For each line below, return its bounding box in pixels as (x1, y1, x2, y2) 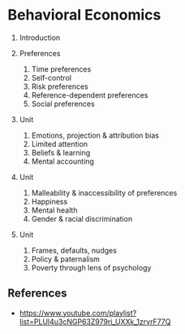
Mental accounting (31, 156, 95, 166)
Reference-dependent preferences (31, 90, 148, 99)
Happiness (31, 196, 68, 206)
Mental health (31, 205, 78, 215)
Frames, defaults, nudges (31, 245, 117, 255)
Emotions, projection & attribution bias (31, 130, 160, 140)
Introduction (19, 33, 61, 42)
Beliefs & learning (31, 147, 91, 157)
